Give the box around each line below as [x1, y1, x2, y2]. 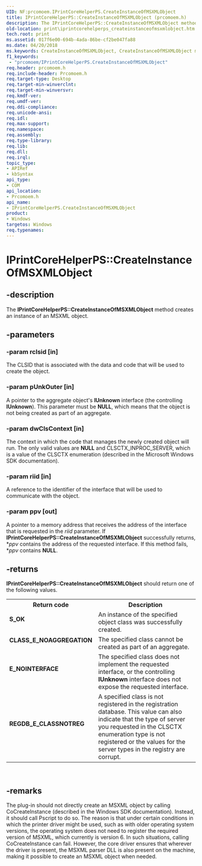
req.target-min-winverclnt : [6, 82, 77, 88]
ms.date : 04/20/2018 [6, 43, 58, 49]
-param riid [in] [6, 472, 52, 481]
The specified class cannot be [98, 635, 183, 644]
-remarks [6, 785, 42, 796]
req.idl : [6, 115, 28, 121]
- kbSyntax [6, 171, 34, 178]
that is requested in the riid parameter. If [6, 528, 106, 535]
